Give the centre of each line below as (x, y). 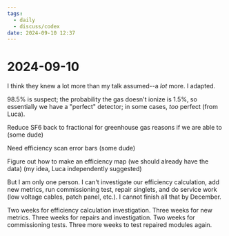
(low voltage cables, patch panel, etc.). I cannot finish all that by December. (114, 197)
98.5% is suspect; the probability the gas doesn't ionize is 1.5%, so (102, 99)
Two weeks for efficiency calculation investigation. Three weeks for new (110, 210)
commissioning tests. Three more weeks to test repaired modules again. (110, 225)
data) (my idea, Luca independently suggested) (75, 169)
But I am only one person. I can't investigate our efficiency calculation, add (113, 182)
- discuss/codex (37, 26)
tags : (15, 13)
